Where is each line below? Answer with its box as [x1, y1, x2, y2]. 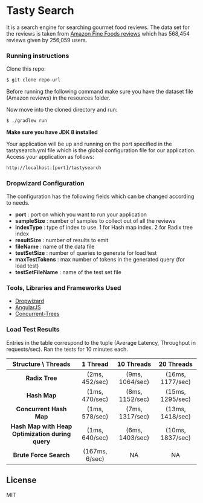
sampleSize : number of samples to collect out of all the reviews [14, 217, 176, 225]
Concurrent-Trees [14, 310, 60, 318]
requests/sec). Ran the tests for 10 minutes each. [6, 345, 129, 353]
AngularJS [14, 304, 41, 311]
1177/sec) [160, 377, 192, 386]
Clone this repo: [6, 65, 47, 72]
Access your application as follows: [6, 153, 95, 160]
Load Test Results [6, 325, 60, 334]
